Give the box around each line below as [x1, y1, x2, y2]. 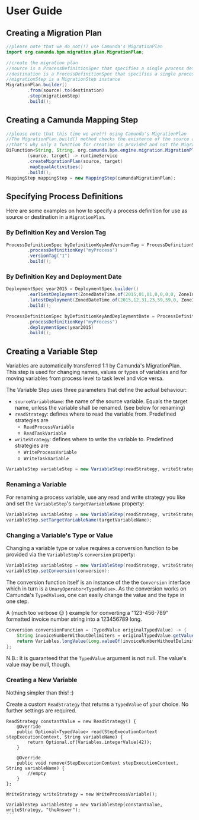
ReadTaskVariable [23, 431, 67, 436]
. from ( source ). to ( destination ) [27, 87, 105, 93]
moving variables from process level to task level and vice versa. [6, 375, 164, 382]
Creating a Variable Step [6, 346, 98, 356]
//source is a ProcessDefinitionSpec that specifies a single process [6, 65, 184, 71]
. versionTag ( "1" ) [27, 253, 70, 259]
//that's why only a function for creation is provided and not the [6, 142, 179, 148]
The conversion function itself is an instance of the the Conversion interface [6, 579, 191, 586]
